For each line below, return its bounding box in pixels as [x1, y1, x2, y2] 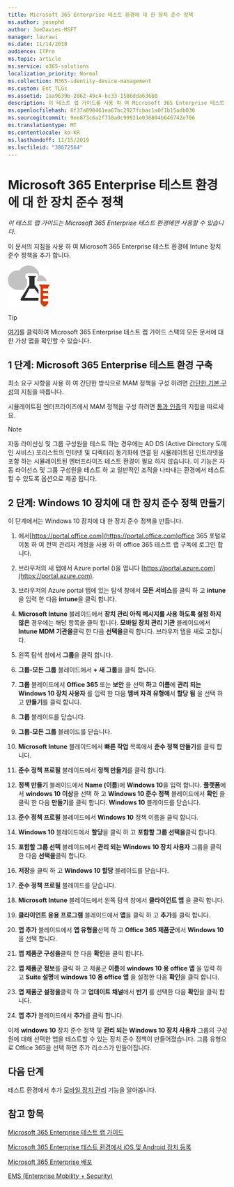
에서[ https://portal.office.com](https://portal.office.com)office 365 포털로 [17, 531, 226, 540]
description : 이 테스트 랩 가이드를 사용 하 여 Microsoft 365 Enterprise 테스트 [8, 100, 225, 107]
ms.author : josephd [8, 18, 65, 26]
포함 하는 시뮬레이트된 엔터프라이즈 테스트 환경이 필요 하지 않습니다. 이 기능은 [8, 457, 218, 466]
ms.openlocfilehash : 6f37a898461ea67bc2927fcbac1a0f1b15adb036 [8, 107, 196, 115]
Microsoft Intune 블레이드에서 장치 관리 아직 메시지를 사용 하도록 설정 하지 [17, 610, 221, 618]
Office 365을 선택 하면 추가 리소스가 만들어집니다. [15, 1043, 152, 1052]
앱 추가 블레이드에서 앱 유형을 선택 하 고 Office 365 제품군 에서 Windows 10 [17, 925, 224, 934]
